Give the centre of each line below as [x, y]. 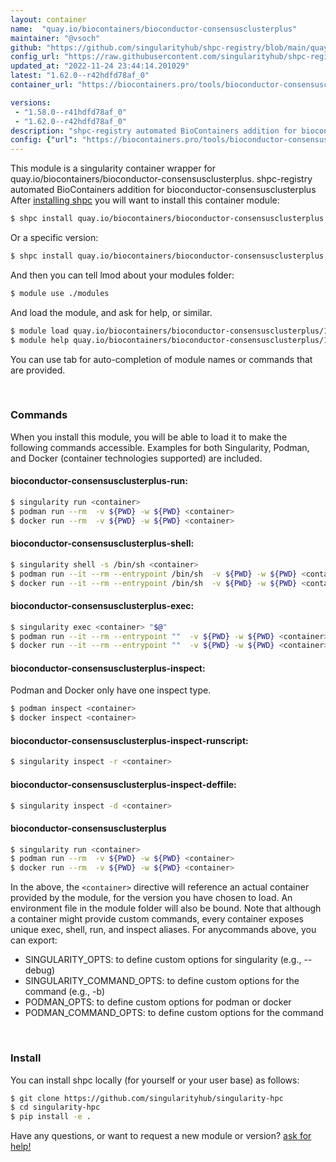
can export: [34, 940]
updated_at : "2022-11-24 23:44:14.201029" [100, 66]
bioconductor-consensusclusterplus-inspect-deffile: [123, 784]
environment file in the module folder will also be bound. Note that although [166, 908]
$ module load [40, 331]
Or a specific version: [54, 237]
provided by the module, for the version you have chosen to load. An [151, 898]
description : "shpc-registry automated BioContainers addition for [154, 131]
